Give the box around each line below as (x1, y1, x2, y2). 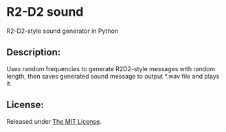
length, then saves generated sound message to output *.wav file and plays (6, 72, 220, 80)
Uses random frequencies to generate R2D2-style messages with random (6, 64, 216, 72)
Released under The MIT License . (6, 117, 102, 125)
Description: (6, 47, 61, 58)
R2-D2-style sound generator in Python (6, 27, 119, 35)
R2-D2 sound (6, 4, 84, 20)
